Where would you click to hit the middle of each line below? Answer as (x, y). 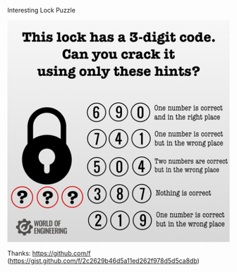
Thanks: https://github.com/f (49, 253)
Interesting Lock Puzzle (42, 10)
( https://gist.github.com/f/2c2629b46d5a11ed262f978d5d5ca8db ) (103, 261)
